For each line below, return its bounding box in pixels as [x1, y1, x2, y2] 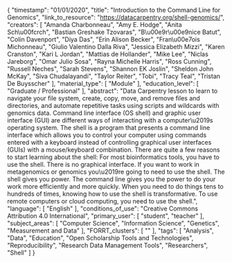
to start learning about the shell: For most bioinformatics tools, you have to [7, 153, 220, 161]
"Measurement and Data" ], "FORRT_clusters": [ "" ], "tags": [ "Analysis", [7, 226, 214, 235]
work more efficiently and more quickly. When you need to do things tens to [7, 183, 224, 190]
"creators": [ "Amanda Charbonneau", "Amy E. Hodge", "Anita [7, 21, 182, 28]
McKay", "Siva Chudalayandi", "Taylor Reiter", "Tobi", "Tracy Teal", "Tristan [7, 72, 220, 80]
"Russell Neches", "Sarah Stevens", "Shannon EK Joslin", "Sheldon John [7, 65, 214, 73]
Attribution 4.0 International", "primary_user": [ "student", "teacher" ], [7, 212, 204, 220]
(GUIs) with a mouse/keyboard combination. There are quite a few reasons [7, 145, 220, 154]
